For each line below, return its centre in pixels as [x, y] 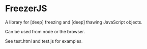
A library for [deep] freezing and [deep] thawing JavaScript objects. [74, 22]
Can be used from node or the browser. [45, 31]
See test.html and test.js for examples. [44, 41]
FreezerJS [26, 9]
